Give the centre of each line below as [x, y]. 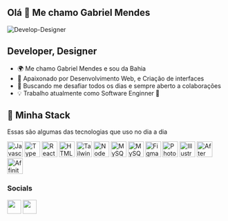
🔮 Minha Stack [39, 115]
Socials [20, 188]
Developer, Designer [52, 52]
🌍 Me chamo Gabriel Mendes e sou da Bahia [82, 68]
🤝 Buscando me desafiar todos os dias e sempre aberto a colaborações [119, 86]
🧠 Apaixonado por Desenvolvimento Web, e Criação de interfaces [111, 78]
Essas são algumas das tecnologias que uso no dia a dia [87, 132]
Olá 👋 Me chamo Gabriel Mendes [79, 13]
